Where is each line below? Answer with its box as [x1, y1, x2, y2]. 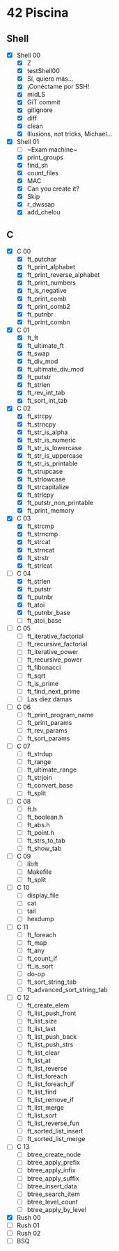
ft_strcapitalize [26, 483, 70, 491]
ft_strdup [26, 750, 53, 758]
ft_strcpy [26, 412, 53, 420]
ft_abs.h [26, 820, 50, 829]
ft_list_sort [26, 1111, 57, 1119]
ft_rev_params [26, 726, 68, 735]
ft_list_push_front [26, 1009, 77, 1017]
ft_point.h [26, 828, 55, 836]
